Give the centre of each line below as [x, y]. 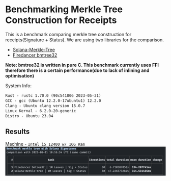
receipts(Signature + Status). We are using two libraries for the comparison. [84, 40]
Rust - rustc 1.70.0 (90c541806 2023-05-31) [53, 95]
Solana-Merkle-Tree [34, 49]
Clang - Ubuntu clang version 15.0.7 [45, 106]
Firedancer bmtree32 [35, 55]
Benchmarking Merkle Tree [64, 9]
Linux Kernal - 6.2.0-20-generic [41, 111]
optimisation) [20, 75]
